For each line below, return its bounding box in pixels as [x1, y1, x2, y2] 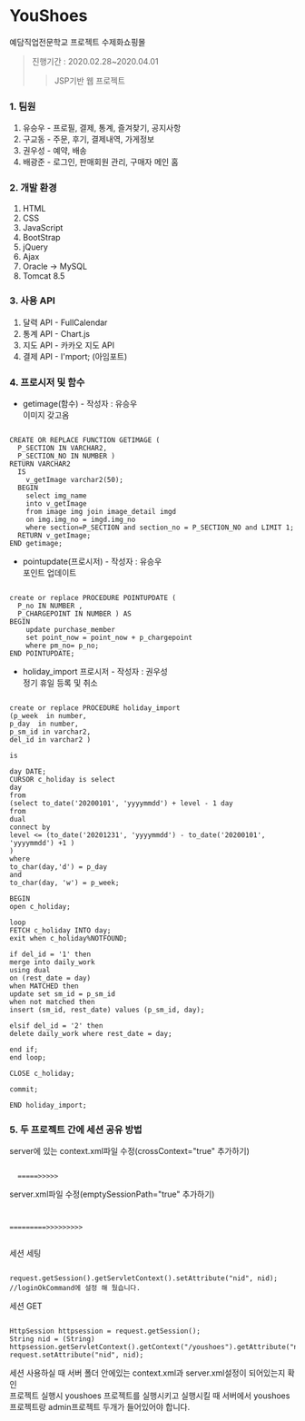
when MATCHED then [9, 982, 79, 991]
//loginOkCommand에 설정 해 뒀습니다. [9, 1284, 141, 1293]
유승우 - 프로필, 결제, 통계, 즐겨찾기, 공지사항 [22, 123, 182, 133]
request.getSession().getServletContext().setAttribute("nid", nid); [9, 1274, 279, 1283]
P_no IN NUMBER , [17, 601, 84, 611]
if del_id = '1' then [9, 950, 92, 959]
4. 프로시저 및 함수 [9, 376, 85, 389]
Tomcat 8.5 [22, 270, 65, 281]
